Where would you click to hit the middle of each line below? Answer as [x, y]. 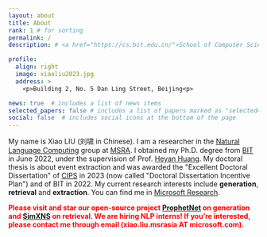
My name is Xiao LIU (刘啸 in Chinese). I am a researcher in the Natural [124, 141]
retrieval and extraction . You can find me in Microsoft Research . [114, 193]
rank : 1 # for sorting [46, 30]
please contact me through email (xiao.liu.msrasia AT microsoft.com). [126, 225]
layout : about [32, 15]
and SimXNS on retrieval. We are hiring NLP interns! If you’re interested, [130, 216]
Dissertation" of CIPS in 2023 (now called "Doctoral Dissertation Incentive [129, 176]
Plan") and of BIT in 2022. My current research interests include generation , [133, 184]
